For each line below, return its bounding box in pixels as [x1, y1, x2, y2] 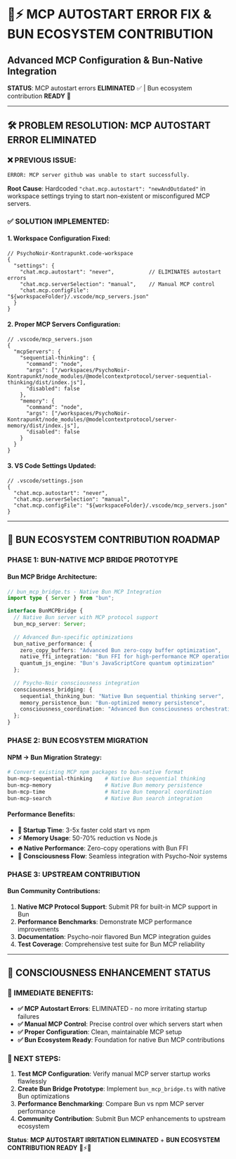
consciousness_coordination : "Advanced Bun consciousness [20, 706, 193, 713]
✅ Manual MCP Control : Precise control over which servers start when [17, 1019, 223, 1028]
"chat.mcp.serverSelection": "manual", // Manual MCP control [20, 281, 216, 288]
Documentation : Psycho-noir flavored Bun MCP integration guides [17, 932, 211, 940]
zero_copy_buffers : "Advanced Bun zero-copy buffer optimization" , [20, 646, 221, 654]
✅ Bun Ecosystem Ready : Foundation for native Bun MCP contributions [17, 1035, 225, 1044]
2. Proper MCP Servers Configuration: [7, 320, 121, 329]
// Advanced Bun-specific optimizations [13, 633, 133, 641]
